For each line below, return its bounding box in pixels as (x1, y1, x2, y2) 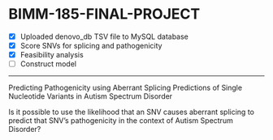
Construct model (19, 59, 77, 69)
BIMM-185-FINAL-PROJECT (8, 5, 201, 23)
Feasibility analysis (19, 50, 84, 60)
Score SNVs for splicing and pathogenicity (19, 41, 162, 50)
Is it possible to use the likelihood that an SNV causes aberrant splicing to (8, 107, 254, 117)
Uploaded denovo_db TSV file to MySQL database (19, 32, 189, 41)
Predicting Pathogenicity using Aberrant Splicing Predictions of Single (8, 83, 242, 93)
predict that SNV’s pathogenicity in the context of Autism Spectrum (8, 116, 233, 125)
